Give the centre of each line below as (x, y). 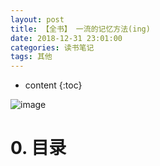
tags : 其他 (31, 57)
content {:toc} (53, 85)
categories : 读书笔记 (52, 47)
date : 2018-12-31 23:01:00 (66, 38)
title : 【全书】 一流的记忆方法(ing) (80, 29)
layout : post (37, 19)
